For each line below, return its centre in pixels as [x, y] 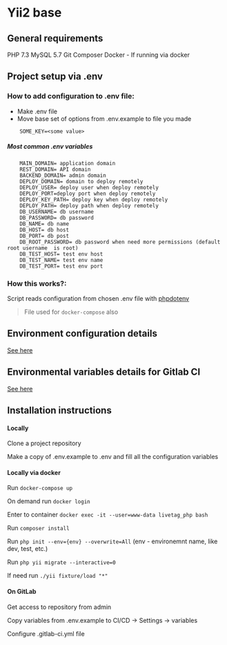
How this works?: [37, 283]
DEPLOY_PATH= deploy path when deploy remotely [89, 205]
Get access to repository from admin [59, 607]
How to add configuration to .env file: [71, 96]
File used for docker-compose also [71, 312]
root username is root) [43, 248]
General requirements [55, 38]
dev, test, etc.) [28, 549]
